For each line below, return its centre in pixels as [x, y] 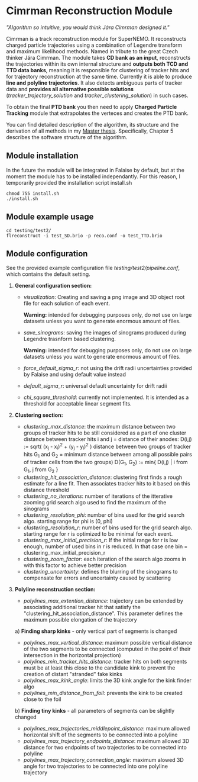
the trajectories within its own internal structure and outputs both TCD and [97, 64]
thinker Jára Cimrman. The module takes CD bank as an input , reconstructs [98, 57]
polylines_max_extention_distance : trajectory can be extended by [103, 601]
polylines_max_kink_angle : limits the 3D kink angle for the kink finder [108, 680]
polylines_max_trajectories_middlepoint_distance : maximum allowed [107, 729]
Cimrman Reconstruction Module [90, 11]
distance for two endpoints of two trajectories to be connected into [105, 748]
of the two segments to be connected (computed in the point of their [107, 649]
